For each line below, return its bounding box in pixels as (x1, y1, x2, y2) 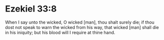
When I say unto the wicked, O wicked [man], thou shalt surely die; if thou (5, 19, 155, 25)
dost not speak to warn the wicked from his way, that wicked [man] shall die (5, 24, 159, 30)
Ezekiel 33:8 (5, 3, 57, 14)
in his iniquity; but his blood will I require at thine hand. (5, 29, 115, 35)
